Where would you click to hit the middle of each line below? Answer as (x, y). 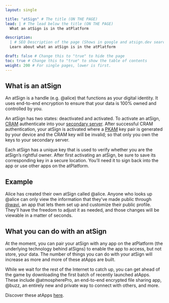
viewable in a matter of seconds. (39, 216)
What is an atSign (33, 86)
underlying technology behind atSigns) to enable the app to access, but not (83, 248)
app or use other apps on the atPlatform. (47, 166)
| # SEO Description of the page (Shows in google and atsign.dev (81, 42)
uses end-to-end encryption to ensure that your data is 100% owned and (81, 104)
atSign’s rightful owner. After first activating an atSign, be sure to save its (80, 155)
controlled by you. (24, 109)
